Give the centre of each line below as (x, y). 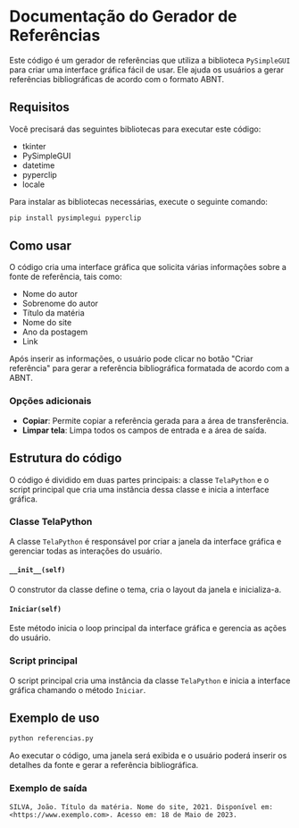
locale (33, 184)
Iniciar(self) (36, 609)
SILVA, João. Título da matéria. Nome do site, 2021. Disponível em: (141, 807)
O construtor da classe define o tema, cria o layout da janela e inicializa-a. (145, 590)
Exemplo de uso (54, 718)
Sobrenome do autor (60, 304)
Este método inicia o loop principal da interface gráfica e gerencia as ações (148, 629)
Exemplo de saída (48, 789)
